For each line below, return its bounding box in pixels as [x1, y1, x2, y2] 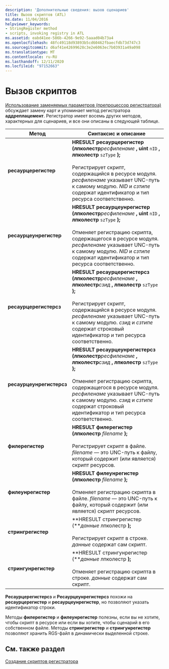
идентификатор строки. [5, 604, 56, 610]
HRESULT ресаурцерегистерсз [72, 268, 150, 275]
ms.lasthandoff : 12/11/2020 [5, 59, 64, 64]
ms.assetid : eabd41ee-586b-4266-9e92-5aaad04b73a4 [5, 36, 114, 41]
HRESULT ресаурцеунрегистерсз [72, 346, 156, 353]
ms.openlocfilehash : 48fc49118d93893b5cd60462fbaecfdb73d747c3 [5, 40, 141, 45]
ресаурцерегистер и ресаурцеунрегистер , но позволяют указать [5, 599, 149, 605]
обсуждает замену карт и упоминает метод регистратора [5, 107, 131, 114]
